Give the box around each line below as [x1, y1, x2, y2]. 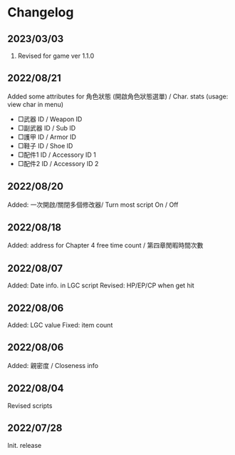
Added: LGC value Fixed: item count [7, 321, 113, 329]
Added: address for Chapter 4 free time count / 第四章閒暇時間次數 [7, 241, 204, 250]
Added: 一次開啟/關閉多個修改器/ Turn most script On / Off [7, 200, 179, 209]
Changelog [7, 4, 74, 21]
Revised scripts [7, 401, 53, 410]
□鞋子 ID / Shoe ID [17, 141, 73, 150]
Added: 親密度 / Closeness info [7, 361, 98, 369]
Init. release [7, 441, 42, 449]
